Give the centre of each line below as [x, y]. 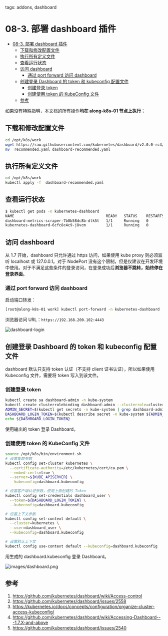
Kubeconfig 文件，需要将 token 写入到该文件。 [53, 376]
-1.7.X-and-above [30, 622]
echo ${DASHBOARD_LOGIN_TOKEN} [38, 419]
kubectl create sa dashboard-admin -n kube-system [59, 400]
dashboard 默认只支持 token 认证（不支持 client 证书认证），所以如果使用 [80, 369]
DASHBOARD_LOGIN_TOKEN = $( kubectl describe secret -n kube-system [74, 414]
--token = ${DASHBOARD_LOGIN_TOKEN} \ [48, 500]
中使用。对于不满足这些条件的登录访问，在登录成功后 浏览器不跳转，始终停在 [84, 268]
